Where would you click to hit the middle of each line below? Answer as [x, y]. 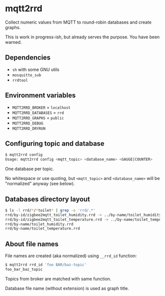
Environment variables [41, 96]
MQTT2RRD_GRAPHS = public [38, 118]
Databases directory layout [48, 199]
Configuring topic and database [55, 143]
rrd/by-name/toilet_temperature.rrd [42, 229]
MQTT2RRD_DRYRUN [29, 128]
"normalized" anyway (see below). [40, 184]
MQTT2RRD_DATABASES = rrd [38, 112]
